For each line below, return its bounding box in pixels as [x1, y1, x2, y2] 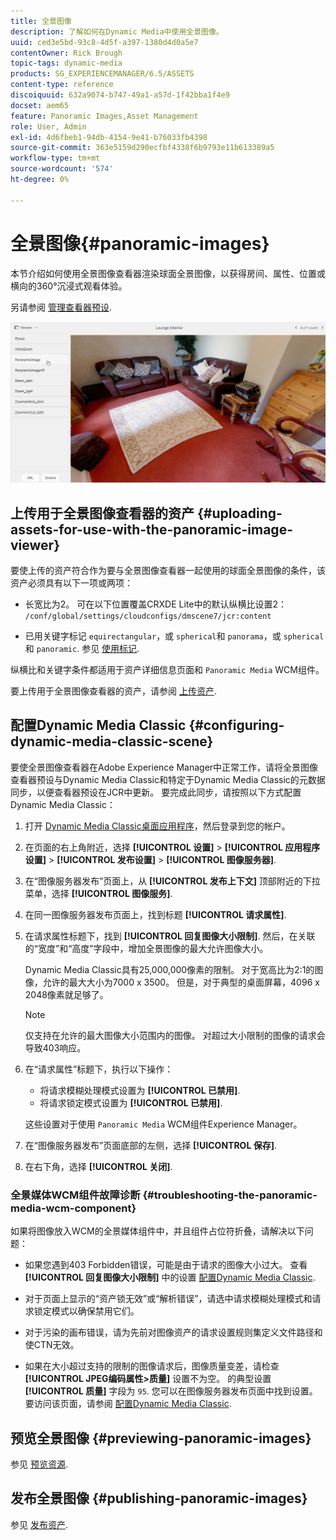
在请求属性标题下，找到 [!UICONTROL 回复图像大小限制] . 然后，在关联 [24, 930, 316, 942]
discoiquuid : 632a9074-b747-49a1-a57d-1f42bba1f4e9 [10, 90, 230, 100]
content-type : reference [10, 80, 114, 90]
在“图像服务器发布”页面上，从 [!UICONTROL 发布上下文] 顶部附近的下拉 [24, 875, 321, 887]
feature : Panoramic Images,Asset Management [10, 111, 199, 121]
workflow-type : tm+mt [10, 153, 101, 164]
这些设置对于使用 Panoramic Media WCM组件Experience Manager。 [24, 1118, 303, 1130]
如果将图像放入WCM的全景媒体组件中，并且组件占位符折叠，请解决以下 [10, 1225, 305, 1237]
